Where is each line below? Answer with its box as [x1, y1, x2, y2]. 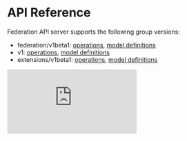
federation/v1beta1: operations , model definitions [17, 41, 157, 49]
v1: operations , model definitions [17, 48, 110, 56]
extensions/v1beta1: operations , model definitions [17, 55, 158, 63]
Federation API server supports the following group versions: [7, 28, 181, 36]
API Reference [7, 5, 91, 21]
